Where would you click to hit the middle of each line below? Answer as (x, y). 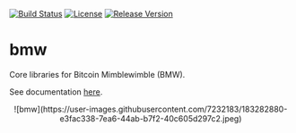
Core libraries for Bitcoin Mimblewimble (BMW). (97, 74)
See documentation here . (56, 91)
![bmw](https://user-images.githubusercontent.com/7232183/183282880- (151, 109)
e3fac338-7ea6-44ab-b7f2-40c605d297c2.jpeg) (151, 118)
